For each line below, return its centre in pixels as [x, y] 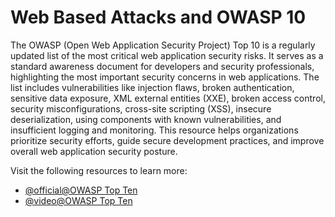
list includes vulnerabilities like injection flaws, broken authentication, [152, 87]
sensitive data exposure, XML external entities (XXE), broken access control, [168, 98]
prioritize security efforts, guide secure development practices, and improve [167, 140]
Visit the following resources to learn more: [99, 170]
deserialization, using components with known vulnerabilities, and [146, 119]
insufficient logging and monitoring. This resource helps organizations [154, 130]
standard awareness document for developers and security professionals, [162, 66]
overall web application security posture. [94, 151]
